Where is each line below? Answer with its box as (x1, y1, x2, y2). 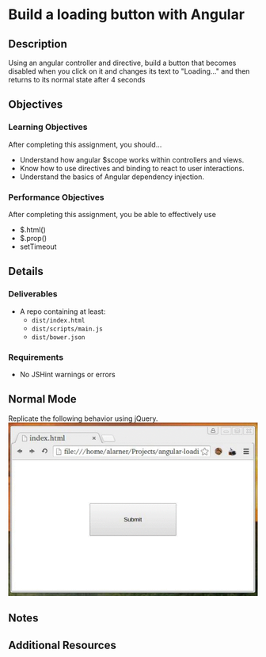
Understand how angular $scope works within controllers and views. (19, 155, 245, 164)
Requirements (8, 351, 64, 362)
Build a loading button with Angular (8, 6, 245, 24)
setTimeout (19, 242, 57, 251)
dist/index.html (31, 316, 85, 324)
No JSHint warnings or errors (19, 369, 116, 379)
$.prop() (19, 233, 47, 243)
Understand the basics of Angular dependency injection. (19, 172, 204, 181)
